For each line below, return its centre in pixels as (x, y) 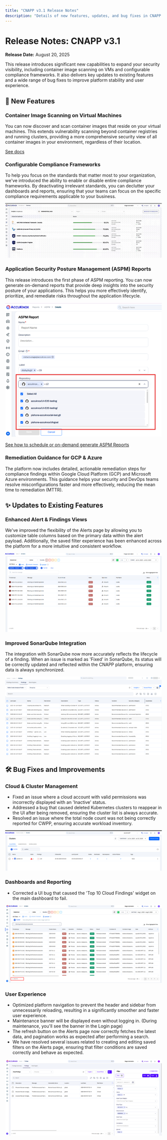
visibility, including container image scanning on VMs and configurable (78, 70)
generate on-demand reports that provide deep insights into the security (80, 285)
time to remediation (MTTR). (34, 489)
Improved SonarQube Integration (46, 643)
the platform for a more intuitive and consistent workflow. (64, 546)
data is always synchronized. (35, 670)
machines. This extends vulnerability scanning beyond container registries (81, 131)
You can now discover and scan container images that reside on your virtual (83, 126)
